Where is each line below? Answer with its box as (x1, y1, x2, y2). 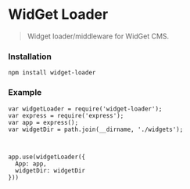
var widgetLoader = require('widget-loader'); (8, 104, 163, 113)
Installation (8, 51, 52, 62)
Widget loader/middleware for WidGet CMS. (27, 31, 170, 41)
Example (8, 87, 42, 98)
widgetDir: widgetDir (15, 166, 86, 174)
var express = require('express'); (8, 111, 124, 119)
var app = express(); (8, 118, 79, 126)
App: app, (15, 159, 47, 168)
